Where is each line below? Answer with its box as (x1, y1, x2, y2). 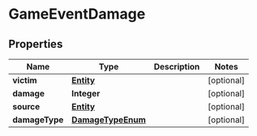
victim (12, 74, 38, 86)
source (12, 101, 41, 112)
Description (153, 62, 200, 72)
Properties (8, 37, 63, 51)
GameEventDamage (8, 5, 146, 23)
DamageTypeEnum (71, 114, 146, 125)
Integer (71, 88, 101, 99)
